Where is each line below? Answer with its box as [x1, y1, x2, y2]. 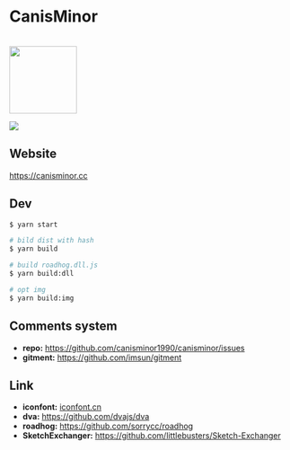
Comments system [9, 319, 118, 334]
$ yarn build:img [9, 294, 75, 303]
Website [9, 146, 57, 162]
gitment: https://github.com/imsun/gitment [22, 352, 182, 363]
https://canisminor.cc [9, 170, 88, 181]
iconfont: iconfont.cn [22, 401, 101, 412]
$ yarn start [9, 220, 58, 229]
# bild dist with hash [9, 236, 94, 245]
